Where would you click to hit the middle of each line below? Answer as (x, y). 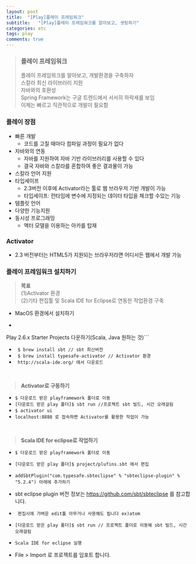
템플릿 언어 (28, 203)
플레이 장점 (21, 122)
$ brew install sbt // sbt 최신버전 (60, 350)
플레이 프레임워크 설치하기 (41, 271)
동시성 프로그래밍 (35, 218)
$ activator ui (34, 411)
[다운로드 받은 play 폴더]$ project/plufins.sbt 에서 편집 (82, 465)
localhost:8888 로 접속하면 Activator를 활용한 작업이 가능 (82, 417)
